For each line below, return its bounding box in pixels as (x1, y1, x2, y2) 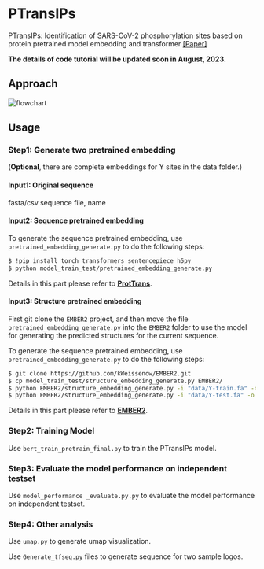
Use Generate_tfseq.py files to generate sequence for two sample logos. (8, 552, 244, 561)
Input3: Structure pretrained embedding (8, 297, 142, 306)
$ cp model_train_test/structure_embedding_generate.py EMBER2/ (8, 377, 223, 385)
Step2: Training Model (8, 426, 95, 437)
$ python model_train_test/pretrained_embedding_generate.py (8, 264, 213, 272)
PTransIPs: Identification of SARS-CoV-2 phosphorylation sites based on (8, 31, 243, 40)
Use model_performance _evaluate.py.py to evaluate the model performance (8, 490, 255, 500)
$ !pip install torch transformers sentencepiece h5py (8, 257, 192, 264)
